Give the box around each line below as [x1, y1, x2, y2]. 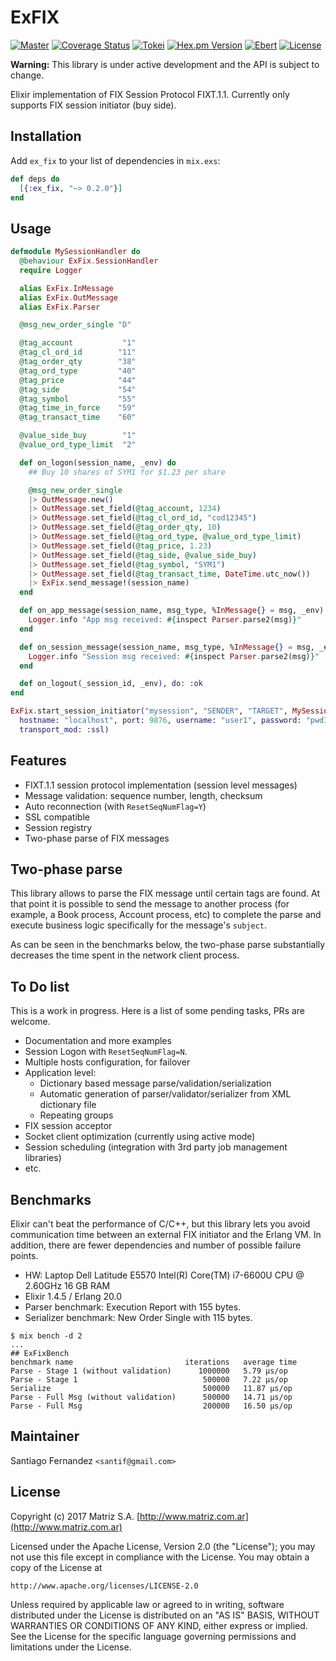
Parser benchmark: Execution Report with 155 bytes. [24, 1301, 242, 1313]
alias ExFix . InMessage [19, 283, 114, 293]
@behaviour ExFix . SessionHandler [19, 256, 159, 266]
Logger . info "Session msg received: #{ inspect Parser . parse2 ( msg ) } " [28, 651, 320, 661]
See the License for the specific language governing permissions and [10, 1630, 297, 1642]
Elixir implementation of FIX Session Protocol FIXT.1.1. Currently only [10, 88, 290, 100]
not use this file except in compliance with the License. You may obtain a [10, 1551, 310, 1563]
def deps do [10, 174, 60, 184]
